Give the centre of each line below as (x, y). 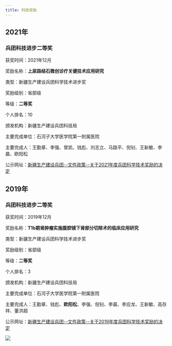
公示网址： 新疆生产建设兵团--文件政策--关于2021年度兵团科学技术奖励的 (82, 165)
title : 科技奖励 (21, 10)
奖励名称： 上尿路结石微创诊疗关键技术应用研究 (55, 71)
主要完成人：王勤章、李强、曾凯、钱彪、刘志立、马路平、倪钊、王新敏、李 (84, 147)
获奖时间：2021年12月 (28, 60)
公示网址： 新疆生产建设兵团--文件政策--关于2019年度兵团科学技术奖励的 (82, 322)
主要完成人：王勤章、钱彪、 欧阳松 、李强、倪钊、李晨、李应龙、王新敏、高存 (86, 304)
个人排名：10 (19, 115)
